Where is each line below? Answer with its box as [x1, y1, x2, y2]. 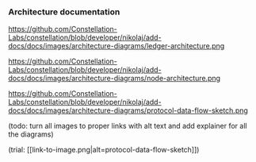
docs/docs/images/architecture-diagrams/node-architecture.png [8, 74, 220, 83]
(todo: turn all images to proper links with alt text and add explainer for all [8, 121, 247, 131]
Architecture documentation [8, 6, 120, 17]
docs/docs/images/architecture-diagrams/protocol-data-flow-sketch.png [8, 106, 248, 115]
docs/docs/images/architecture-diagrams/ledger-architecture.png [8, 41, 225, 51]
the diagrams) [8, 129, 54, 139]
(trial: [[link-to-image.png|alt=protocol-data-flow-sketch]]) [8, 145, 200, 155]
